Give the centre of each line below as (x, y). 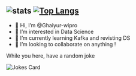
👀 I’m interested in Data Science (54, 31)
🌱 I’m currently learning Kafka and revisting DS (72, 38)
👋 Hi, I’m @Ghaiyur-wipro (46, 25)
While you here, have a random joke (51, 56)
